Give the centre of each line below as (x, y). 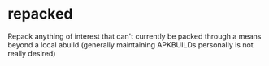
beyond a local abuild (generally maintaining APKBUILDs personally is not (130, 44)
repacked (40, 14)
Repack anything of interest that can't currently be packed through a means (134, 36)
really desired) (32, 53)
